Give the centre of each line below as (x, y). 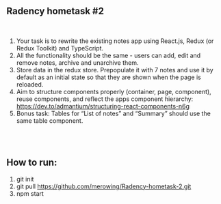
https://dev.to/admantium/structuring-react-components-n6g (103, 106)
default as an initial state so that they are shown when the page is (108, 77)
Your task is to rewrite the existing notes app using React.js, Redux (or (115, 41)
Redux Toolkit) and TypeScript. (60, 48)
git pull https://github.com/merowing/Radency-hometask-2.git (104, 186)
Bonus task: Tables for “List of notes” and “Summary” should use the (114, 113)
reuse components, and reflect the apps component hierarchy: (105, 99)
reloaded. (30, 84)
